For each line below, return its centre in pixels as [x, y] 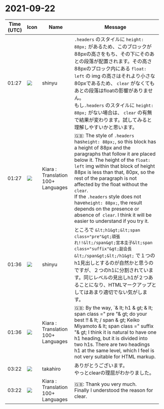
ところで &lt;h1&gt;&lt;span [107, 230]
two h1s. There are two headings [112, 344]
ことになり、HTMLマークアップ [115, 285]
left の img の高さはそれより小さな [114, 76]
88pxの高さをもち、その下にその [112, 54]
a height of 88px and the [102, 148]
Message [115, 27]
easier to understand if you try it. [111, 221]
